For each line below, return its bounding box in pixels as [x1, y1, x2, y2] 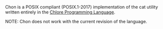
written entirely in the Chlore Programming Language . [5, 9, 116, 15]
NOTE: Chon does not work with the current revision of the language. [5, 19, 148, 24]
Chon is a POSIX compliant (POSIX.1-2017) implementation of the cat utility [5, 4, 159, 10]
